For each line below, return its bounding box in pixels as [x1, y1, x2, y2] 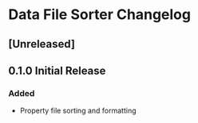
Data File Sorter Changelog [8, 6, 192, 24]
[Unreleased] [8, 37, 76, 51]
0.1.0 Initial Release [8, 63, 106, 77]
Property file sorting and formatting [19, 106, 137, 116]
